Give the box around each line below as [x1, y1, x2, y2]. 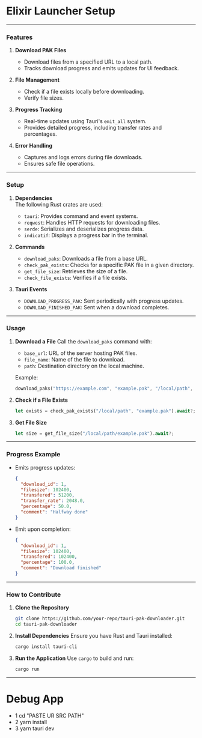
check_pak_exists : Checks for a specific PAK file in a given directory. [23, 261, 194, 268]
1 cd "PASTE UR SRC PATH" [14, 712, 84, 719]
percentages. [23, 130, 57, 138]
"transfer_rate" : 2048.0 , [20, 498, 85, 504]
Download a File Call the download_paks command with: [14, 337, 152, 345]
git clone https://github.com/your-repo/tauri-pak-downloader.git [14, 616, 185, 622]
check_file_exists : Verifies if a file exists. [23, 274, 127, 281]
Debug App [6, 692, 64, 706]
